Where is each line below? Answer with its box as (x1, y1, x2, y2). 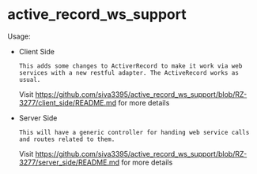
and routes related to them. (18, 135, 115, 143)
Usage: (7, 31, 31, 41)
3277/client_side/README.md (18, 98, 117, 107)
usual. (18, 76, 41, 83)
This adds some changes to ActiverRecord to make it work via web (18, 61, 243, 70)
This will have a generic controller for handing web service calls (18, 128, 250, 136)
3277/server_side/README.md (18, 157, 120, 167)
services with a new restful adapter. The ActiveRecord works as (18, 68, 239, 76)
